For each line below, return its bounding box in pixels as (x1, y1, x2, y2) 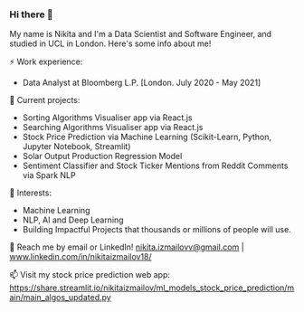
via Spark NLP (22, 170, 76, 181)
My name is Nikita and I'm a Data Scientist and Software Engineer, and (9, 29, 272, 40)
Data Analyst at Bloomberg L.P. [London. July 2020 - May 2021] (22, 77, 261, 89)
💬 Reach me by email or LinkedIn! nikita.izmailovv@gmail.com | (9, 241, 244, 252)
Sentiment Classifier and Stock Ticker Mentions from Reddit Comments (22, 160, 289, 171)
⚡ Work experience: (9, 56, 83, 67)
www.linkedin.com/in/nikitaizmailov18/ (9, 251, 152, 262)
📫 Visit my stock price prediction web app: (9, 269, 170, 280)
